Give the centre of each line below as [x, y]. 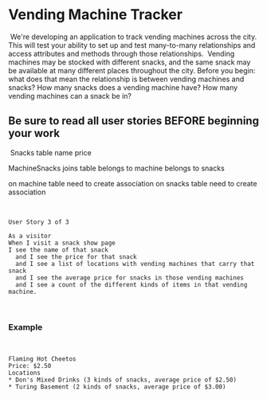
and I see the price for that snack [76, 256]
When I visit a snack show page [62, 243]
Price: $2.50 [30, 366]
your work [34, 133]
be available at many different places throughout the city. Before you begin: [132, 70]
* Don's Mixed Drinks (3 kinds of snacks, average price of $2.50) [123, 380]
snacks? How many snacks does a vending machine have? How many [123, 87]
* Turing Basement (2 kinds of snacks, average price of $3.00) [117, 387]
